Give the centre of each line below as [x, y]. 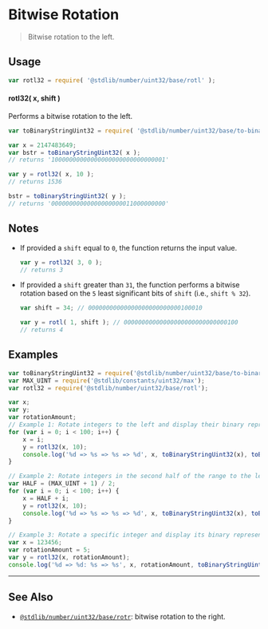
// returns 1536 [35, 182]
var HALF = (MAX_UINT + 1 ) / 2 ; [62, 484]
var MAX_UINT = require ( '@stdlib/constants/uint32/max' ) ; [106, 381]
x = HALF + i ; [46, 498]
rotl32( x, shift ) [35, 98]
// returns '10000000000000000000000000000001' [89, 160]
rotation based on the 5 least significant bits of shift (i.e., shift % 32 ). [135, 294]
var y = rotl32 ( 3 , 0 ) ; [61, 262]
